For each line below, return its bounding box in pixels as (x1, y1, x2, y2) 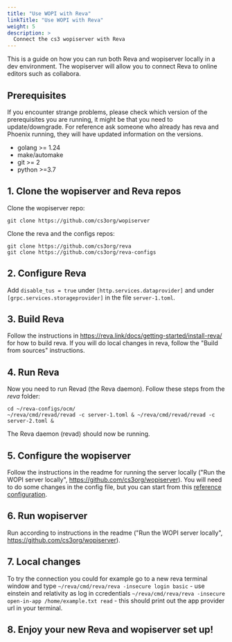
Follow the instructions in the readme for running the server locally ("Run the (7, 468, 226, 476)
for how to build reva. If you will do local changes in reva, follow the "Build (7, 339, 218, 347)
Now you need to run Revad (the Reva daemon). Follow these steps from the (7, 385, 225, 393)
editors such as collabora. (7, 70, 81, 78)
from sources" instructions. (7, 347, 85, 355)
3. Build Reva (7, 313, 64, 325)
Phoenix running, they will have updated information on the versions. (7, 129, 203, 138)
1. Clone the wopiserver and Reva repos (7, 185, 181, 197)
